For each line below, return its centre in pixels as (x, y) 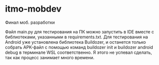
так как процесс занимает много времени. (50, 57)
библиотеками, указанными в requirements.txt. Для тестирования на (77, 37)
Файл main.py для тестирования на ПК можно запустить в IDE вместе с (80, 32)
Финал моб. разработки (30, 22)
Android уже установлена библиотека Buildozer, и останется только (76, 42)
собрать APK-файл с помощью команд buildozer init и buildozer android (79, 47)
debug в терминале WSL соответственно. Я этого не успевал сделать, (79, 52)
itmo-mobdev (33, 9)
